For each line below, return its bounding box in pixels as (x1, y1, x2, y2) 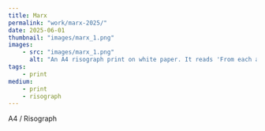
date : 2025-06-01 (8, 26, 65, 34)
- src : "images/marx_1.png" (22, 48, 114, 56)
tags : (8, 63, 26, 71)
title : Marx (8, 11, 47, 20)
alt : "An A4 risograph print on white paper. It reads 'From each (28, 56, 252, 64)
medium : (8, 77, 34, 85)
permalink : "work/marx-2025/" (8, 19, 108, 27)
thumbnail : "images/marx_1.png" (8, 33, 114, 42)
